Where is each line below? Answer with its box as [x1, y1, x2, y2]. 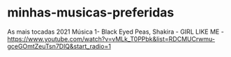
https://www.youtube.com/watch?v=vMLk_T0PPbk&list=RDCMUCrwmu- [7, 34, 215, 43]
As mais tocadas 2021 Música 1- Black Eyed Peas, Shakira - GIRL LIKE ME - [7, 27, 225, 36]
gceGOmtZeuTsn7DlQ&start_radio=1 [7, 42, 112, 50]
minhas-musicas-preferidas [7, 5, 174, 21]
